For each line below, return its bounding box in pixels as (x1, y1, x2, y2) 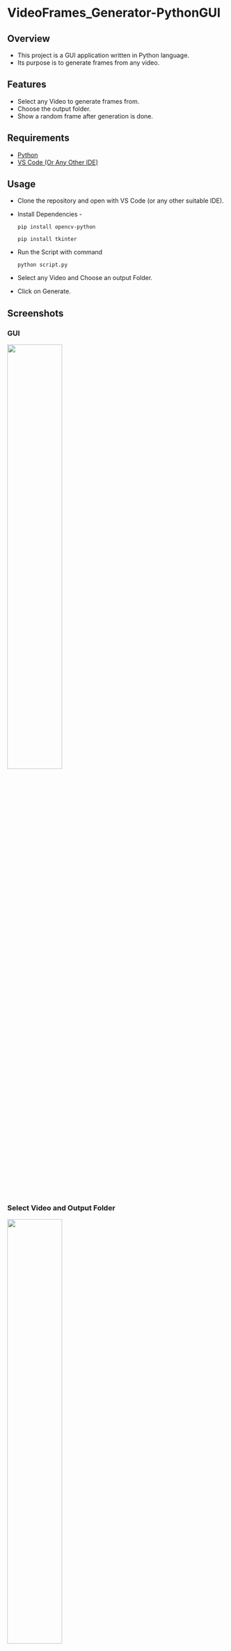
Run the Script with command (17, 248, 103, 256)
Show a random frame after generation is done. (17, 111, 154, 120)
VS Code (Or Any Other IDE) (17, 158, 99, 166)
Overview (7, 33, 51, 45)
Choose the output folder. (17, 104, 91, 113)
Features (7, 79, 47, 91)
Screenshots (7, 307, 64, 319)
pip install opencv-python (17, 224, 96, 231)
